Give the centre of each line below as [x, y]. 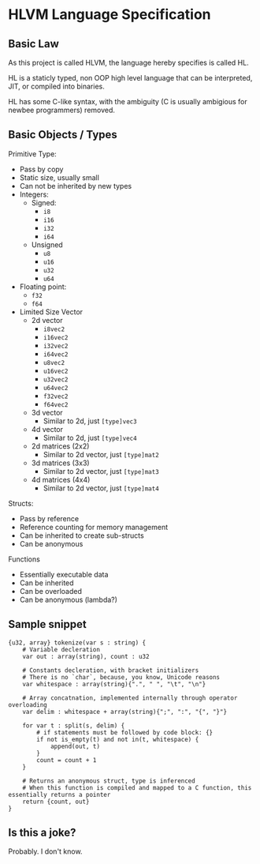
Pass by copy [41, 169]
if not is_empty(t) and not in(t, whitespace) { [118, 739]
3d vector [47, 412]
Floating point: [43, 287]
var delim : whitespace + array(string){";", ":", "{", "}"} [124, 712]
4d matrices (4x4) [61, 479]
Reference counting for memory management [94, 527]
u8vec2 [54, 363]
